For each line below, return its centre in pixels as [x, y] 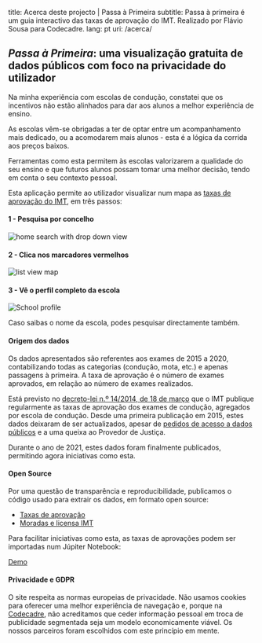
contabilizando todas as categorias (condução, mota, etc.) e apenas [118, 366]
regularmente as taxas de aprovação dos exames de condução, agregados [129, 407]
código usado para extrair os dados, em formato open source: [109, 499]
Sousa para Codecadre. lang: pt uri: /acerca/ [80, 29]
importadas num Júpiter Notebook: [65, 546]
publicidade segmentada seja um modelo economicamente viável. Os [120, 623]
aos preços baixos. [39, 145]
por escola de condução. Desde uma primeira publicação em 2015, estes [126, 415]
